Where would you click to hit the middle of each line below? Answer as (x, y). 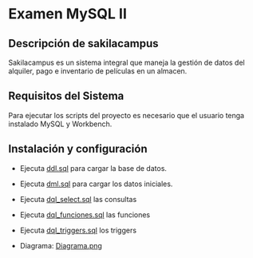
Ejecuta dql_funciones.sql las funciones (85, 214)
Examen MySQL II (68, 14)
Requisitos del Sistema (66, 96)
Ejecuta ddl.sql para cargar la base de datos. (93, 168)
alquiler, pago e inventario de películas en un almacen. (98, 71)
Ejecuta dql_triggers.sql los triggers (78, 230)
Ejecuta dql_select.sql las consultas (78, 199)
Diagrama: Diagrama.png (61, 245)
